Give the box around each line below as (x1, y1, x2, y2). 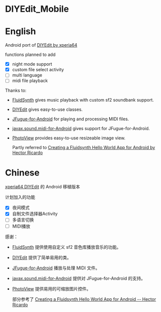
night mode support (12, 61, 52, 67)
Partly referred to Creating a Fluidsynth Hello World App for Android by (12, 145, 155, 151)
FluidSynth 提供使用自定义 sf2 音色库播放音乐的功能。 (12, 244, 121, 250)
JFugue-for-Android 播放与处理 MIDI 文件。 (12, 265, 100, 271)
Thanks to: (5, 87, 27, 94)
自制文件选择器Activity (12, 211, 58, 217)
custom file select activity (12, 67, 64, 73)
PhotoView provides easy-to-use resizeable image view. (12, 135, 126, 141)
